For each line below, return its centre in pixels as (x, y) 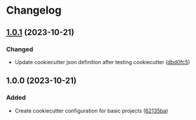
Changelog (34, 10)
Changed (20, 49)
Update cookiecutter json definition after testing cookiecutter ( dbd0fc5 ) (102, 62)
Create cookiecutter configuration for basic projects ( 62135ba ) (91, 110)
